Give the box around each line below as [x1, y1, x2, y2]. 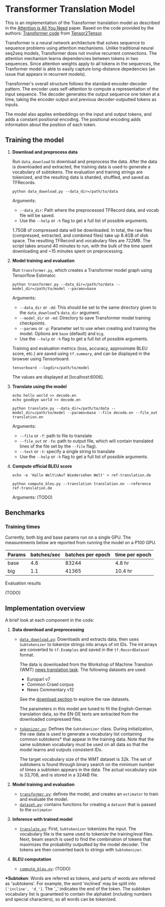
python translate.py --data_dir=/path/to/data [12, 406, 110, 411]
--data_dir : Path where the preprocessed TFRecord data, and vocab [19, 207, 159, 213]
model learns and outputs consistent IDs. [19, 747, 103, 753]
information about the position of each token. [5, 122, 97, 128]
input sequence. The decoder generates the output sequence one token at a [5, 91, 160, 97]
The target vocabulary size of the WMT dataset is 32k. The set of [19, 756, 152, 762]
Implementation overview [5, 604, 85, 613]
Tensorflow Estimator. [12, 272, 56, 278]
